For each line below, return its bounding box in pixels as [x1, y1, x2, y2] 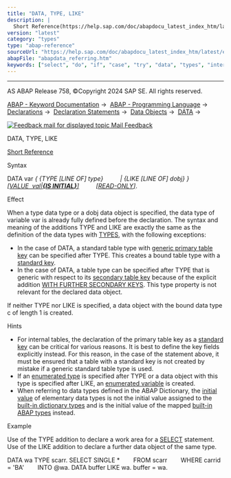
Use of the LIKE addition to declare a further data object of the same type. [7, 442, 217, 450]
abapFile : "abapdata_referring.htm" [7, 55, 112, 62]
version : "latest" [7, 29, 60, 37]
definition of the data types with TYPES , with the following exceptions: [7, 230, 206, 239]
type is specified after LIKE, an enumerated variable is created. [16, 379, 196, 387]
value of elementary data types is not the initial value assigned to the [16, 394, 212, 402]
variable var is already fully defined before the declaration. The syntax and [7, 215, 219, 224]
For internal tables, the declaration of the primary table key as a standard [16, 335, 224, 343]
